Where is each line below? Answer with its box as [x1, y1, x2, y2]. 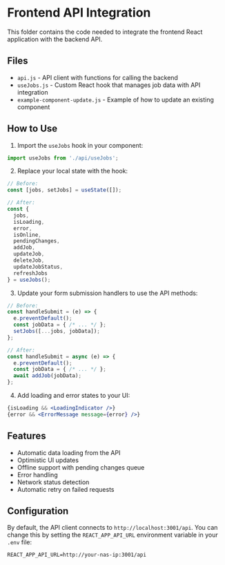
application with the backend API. [7, 35, 103, 43]
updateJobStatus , [13, 263, 63, 270]
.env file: [7, 538, 32, 546]
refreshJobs [13, 269, 48, 277]
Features [7, 430, 46, 442]
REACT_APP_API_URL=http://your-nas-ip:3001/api [7, 551, 147, 559]
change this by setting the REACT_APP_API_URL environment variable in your [7, 530, 219, 539]
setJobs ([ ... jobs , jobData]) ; [13, 328, 100, 335]
